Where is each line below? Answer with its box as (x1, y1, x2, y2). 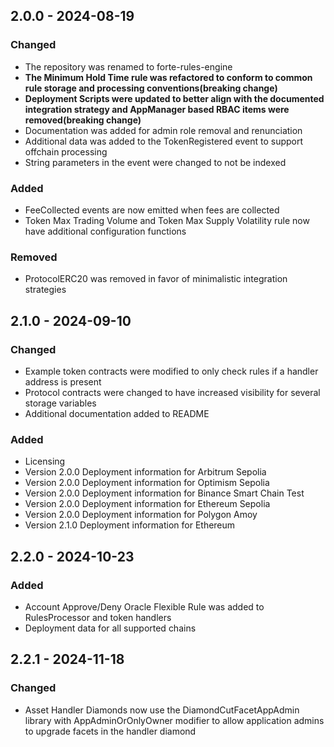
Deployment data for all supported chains (24, 622, 197, 634)
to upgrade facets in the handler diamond (24, 725, 197, 737)
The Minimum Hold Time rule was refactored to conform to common (24, 71, 313, 83)
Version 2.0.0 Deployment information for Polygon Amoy (24, 509, 258, 521)
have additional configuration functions (24, 225, 187, 237)
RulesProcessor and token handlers (24, 611, 172, 623)
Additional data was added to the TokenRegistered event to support (24, 135, 304, 147)
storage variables (24, 397, 97, 409)
